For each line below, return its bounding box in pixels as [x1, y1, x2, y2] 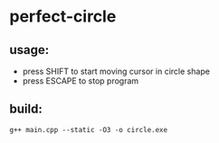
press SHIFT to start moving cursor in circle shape [22, 66, 211, 76]
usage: [9, 42, 50, 58]
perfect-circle [9, 6, 117, 27]
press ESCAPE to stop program [22, 76, 139, 86]
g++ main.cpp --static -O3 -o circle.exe [9, 125, 168, 134]
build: [9, 102, 43, 117]
